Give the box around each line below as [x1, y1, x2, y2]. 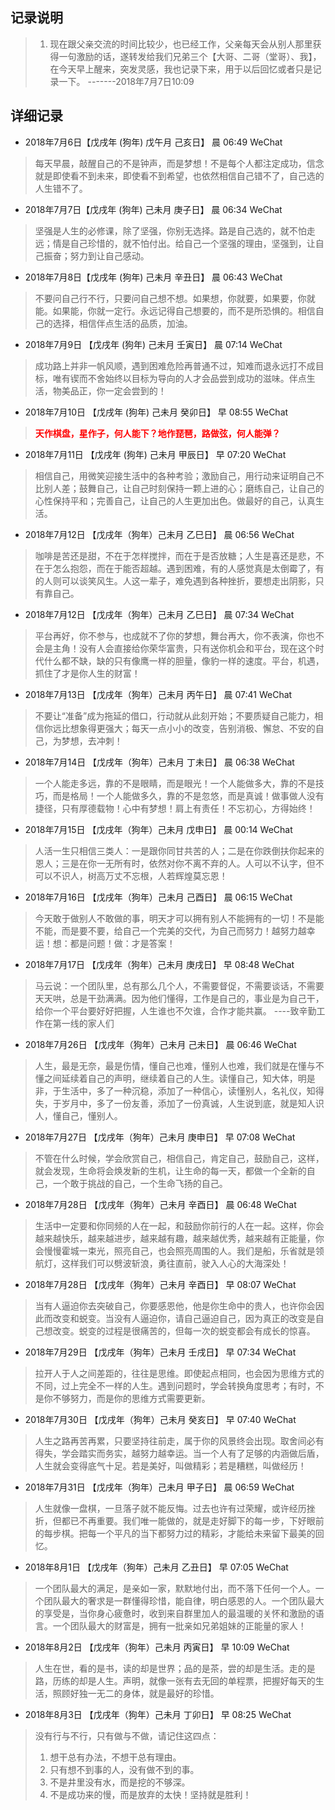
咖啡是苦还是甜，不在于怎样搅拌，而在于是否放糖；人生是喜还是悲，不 [34, 549, 325, 562]
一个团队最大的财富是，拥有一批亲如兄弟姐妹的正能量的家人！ [52, 1619, 307, 1632]
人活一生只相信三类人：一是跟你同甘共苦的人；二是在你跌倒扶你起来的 [34, 844, 325, 857]
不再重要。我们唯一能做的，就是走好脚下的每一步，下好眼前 [78, 1514, 325, 1527]
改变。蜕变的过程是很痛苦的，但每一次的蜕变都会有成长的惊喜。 [52, 1324, 316, 1337]
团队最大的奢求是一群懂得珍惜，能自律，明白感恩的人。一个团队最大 [43, 1594, 325, 1607]
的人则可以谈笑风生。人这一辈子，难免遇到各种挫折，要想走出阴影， [34, 574, 316, 587]
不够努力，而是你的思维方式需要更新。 [52, 1392, 211, 1404]
